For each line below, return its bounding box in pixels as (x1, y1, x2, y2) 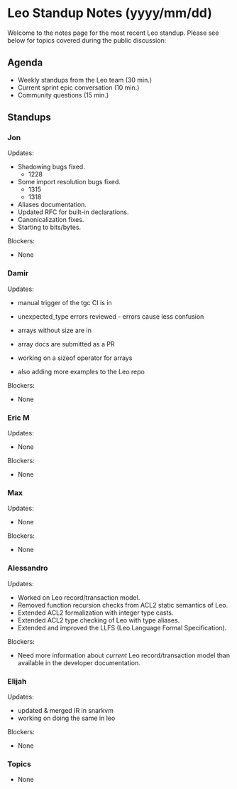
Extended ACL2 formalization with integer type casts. (17, 608, 174, 617)
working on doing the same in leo (17, 714, 116, 722)
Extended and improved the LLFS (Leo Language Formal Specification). (17, 623, 227, 632)
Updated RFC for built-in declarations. (17, 208, 129, 216)
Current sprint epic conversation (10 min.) (17, 83, 140, 92)
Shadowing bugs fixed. (17, 162, 85, 171)
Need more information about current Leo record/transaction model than (17, 651, 231, 660)
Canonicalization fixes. (17, 216, 84, 224)
